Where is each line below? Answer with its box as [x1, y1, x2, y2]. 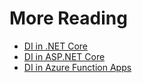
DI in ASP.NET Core [23, 50, 106, 62]
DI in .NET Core [23, 40, 88, 52]
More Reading [9, 7, 128, 30]
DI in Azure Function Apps [23, 61, 132, 73]
